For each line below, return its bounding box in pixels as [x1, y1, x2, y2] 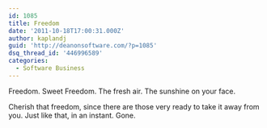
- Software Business [15, 64, 85, 72]
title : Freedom [8, 19, 60, 27]
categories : [8, 57, 49, 65]
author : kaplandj [8, 34, 67, 43]
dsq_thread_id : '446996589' [8, 49, 104, 57]
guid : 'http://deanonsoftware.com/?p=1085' [8, 42, 158, 50]
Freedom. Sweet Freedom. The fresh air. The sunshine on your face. [8, 86, 236, 96]
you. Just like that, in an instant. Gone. [8, 110, 136, 120]
